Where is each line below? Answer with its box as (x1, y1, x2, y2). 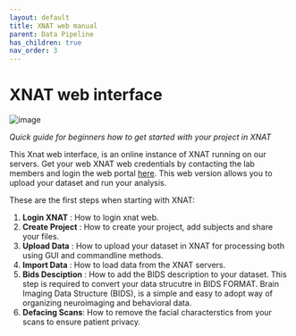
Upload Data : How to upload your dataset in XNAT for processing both (21, 240, 284, 251)
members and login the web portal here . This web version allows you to (9, 168, 273, 179)
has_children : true (9, 38, 82, 47)
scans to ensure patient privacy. (21, 316, 141, 327)
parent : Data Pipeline (9, 29, 94, 38)
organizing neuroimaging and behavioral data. (21, 298, 192, 308)
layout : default (9, 13, 70, 22)
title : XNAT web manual (9, 21, 98, 30)
